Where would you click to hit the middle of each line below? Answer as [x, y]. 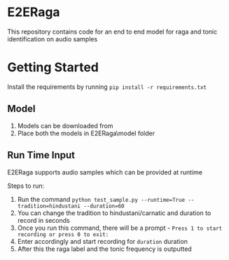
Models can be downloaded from [65, 125]
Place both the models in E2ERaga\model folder [86, 133]
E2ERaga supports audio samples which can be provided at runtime [105, 172]
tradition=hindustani [49, 206]
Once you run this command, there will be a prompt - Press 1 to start [120, 228]
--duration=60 [104, 206]
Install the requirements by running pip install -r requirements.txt [107, 87]
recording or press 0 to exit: [63, 234]
